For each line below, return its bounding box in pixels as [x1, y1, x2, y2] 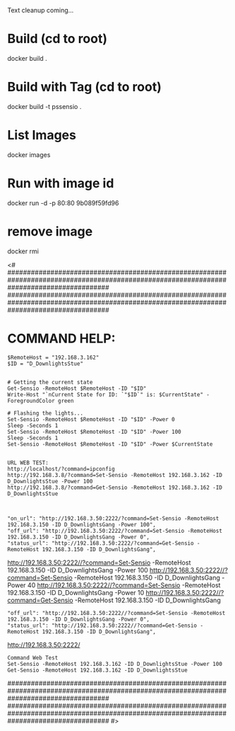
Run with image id [7, 175, 114, 191]
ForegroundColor [7, 397, 55, 404]
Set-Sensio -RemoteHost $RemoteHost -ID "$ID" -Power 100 [7, 428, 181, 435]
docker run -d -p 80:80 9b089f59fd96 [7, 198, 119, 207]
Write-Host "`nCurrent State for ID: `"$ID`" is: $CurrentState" [7, 391, 203, 398]
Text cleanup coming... [7, 6, 74, 14]
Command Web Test [7, 654, 59, 661]
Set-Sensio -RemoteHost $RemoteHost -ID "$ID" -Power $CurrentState [7, 440, 213, 448]
